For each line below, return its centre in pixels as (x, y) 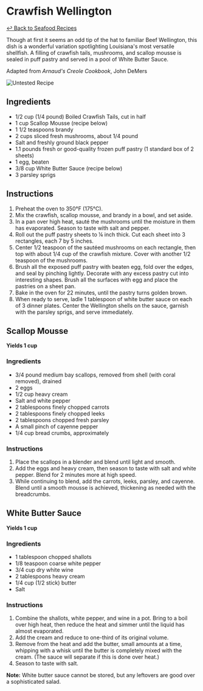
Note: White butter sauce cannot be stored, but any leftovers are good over (101, 675)
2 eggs (24, 387)
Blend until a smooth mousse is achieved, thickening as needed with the (105, 487)
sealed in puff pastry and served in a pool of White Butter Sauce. (88, 59)
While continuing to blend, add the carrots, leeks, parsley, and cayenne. (105, 481)
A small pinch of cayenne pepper (57, 426)
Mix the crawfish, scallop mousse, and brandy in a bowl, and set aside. (104, 215)
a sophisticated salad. (34, 682)
